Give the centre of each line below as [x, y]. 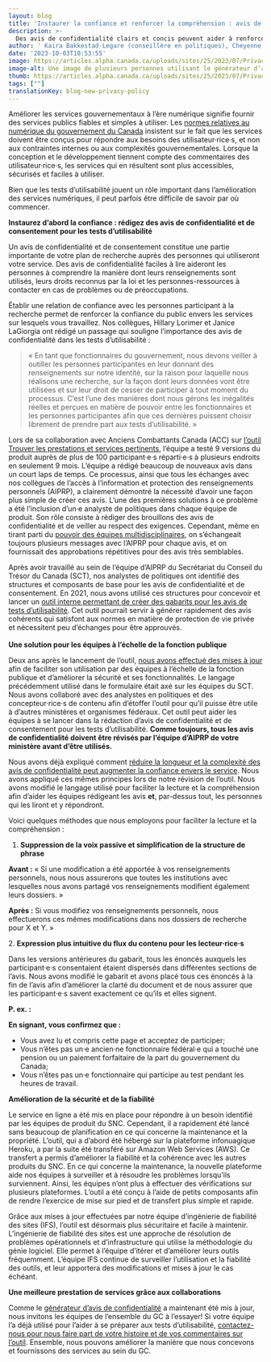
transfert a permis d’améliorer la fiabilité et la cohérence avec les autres [127, 1158]
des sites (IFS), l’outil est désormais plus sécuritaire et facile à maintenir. [128, 1225]
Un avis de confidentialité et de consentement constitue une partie [119, 247]
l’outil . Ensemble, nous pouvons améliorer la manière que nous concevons [131, 1343]
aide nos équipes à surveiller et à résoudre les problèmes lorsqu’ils [120, 1175]
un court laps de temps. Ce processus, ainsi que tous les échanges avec [129, 475]
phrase [32, 853]
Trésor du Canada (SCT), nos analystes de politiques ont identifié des [124, 576]
